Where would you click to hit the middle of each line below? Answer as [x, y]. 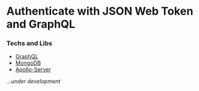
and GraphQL [41, 24]
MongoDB [28, 63]
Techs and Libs [29, 43]
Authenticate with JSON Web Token [100, 11]
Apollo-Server [33, 70]
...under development [33, 81]
